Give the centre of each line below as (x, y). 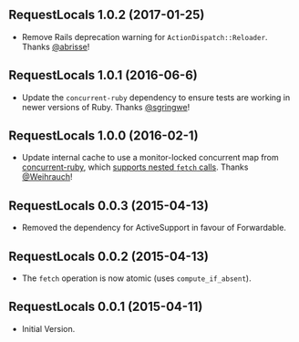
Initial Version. (48, 328)
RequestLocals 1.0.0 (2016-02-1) (103, 136)
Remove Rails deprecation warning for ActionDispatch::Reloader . (144, 36)
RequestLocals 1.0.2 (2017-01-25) (107, 15)
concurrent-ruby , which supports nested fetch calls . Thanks (135, 167)
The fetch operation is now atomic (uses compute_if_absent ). (136, 278)
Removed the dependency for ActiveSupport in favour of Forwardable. (154, 228)
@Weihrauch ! (47, 177)
